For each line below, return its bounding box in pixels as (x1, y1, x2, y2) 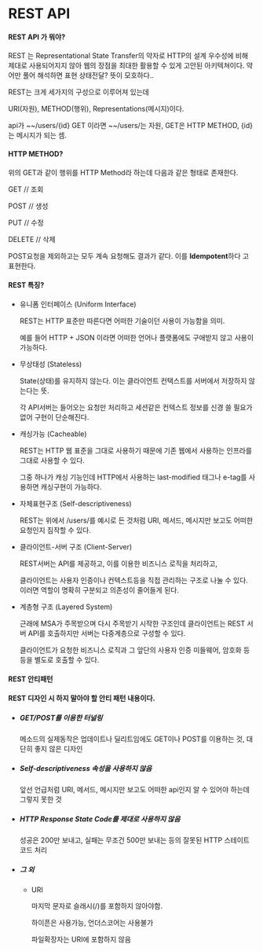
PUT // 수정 (8, 218, 45, 227)
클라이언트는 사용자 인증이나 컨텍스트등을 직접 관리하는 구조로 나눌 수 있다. (19, 575, 249, 585)
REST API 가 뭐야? (8, 32, 65, 42)
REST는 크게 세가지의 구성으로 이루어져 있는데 (8, 87, 149, 97)
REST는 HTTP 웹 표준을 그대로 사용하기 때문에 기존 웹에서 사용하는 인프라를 (19, 446, 253, 455)
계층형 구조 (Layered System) (19, 602, 113, 611)
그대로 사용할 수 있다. (19, 455, 85, 464)
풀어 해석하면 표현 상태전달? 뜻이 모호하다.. (22, 71, 155, 80)
